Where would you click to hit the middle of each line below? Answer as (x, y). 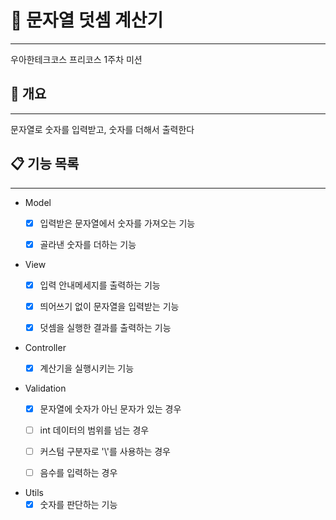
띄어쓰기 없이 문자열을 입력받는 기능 (109, 306)
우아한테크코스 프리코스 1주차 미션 (76, 59)
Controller (45, 347)
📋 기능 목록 (45, 164)
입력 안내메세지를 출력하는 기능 (100, 285)
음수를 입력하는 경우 (78, 473)
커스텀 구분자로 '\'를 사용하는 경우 (105, 452)
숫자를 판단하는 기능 (78, 505)
